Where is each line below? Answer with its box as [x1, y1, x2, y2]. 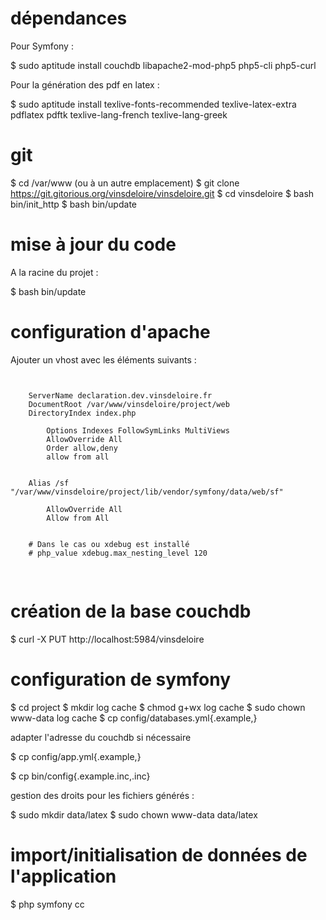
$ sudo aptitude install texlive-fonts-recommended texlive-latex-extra [10, 98, 297, 110]
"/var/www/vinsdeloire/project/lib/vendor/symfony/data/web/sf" [10, 487, 284, 497]
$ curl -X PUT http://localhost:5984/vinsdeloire [10, 633, 205, 645]
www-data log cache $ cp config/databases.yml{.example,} [10, 712, 258, 724]
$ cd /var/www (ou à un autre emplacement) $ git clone [10, 177, 240, 189]
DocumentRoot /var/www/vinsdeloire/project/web [28, 399, 230, 409]
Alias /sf [28, 478, 70, 488]
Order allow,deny [46, 443, 118, 453]
